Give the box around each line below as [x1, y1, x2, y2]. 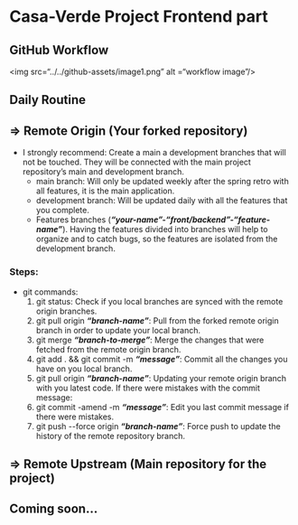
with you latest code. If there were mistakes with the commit [35, 382, 260, 393]
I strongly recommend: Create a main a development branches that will [22, 147, 286, 158]
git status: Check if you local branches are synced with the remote [35, 295, 284, 306]
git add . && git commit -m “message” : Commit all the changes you [35, 353, 288, 364]
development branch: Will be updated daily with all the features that [35, 195, 288, 206]
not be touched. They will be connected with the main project [22, 156, 251, 168]
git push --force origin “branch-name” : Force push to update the [35, 420, 282, 431]
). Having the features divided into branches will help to [61, 224, 268, 235]
